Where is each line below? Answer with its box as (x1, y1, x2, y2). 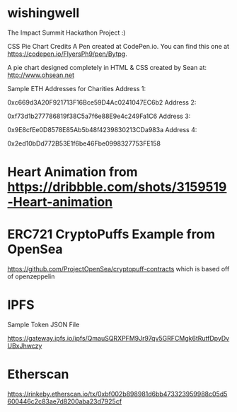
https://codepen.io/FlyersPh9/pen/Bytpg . (7, 49, 127, 58)
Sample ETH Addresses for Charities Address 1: (7, 84, 146, 93)
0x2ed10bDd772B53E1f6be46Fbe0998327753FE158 (7, 139, 161, 148)
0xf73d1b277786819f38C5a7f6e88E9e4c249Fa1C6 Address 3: (7, 112, 191, 120)
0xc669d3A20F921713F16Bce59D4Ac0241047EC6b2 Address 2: (7, 98, 197, 107)
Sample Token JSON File (7, 320, 80, 329)
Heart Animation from (7, 164, 138, 180)
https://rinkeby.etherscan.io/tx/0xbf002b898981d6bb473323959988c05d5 (7, 389, 228, 398)
